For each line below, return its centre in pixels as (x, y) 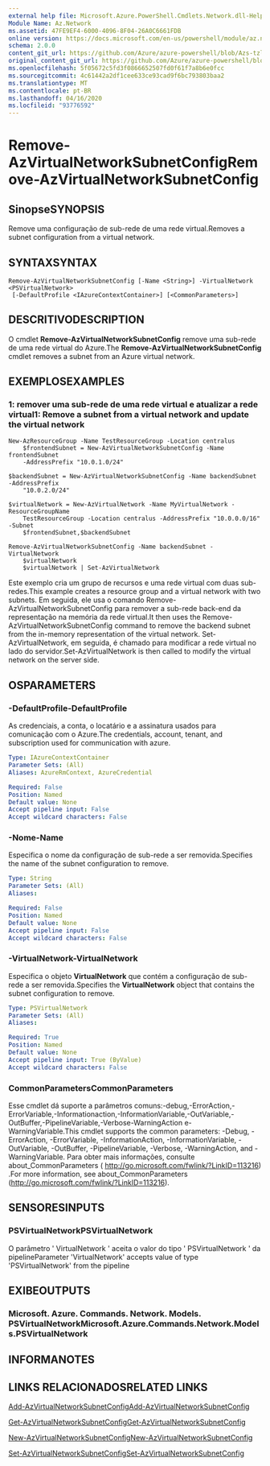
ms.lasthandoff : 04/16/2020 (55, 98)
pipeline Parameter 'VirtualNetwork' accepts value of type (104, 1257)
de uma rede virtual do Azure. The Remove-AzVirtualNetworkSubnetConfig (135, 348)
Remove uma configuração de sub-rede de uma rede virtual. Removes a (127, 229)
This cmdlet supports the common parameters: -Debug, (157, 1131)
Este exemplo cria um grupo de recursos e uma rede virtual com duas (124, 583)
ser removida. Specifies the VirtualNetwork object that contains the (143, 985)
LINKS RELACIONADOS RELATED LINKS (108, 1387)
